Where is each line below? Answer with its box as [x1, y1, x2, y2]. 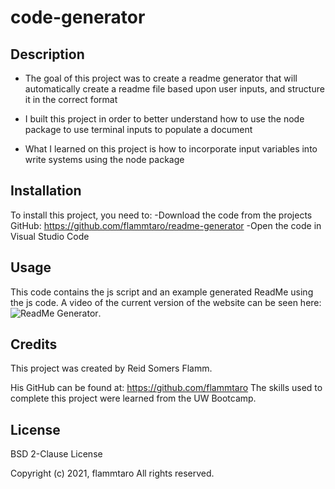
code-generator [10, 6, 146, 29]
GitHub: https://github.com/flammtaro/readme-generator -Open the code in [10, 219, 322, 231]
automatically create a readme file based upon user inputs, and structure [24, 83, 325, 95]
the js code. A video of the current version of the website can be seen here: [10, 296, 322, 308]
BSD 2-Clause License [10, 448, 103, 460]
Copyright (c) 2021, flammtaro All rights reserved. [10, 467, 215, 480]
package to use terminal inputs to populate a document [24, 124, 253, 135]
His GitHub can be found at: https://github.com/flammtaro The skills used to [10, 382, 323, 394]
